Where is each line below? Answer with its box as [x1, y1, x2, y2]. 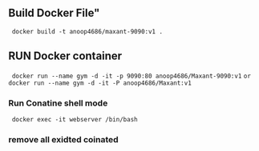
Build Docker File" [8, 6, 100, 20]
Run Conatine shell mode [8, 97, 108, 109]
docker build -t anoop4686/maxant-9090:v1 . [11, 27, 163, 35]
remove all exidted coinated [8, 133, 119, 145]
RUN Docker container [8, 50, 123, 63]
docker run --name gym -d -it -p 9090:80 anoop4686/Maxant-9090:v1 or [11, 72, 251, 80]
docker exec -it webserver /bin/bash [11, 115, 138, 123]
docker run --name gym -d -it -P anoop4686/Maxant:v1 [8, 79, 192, 87]
